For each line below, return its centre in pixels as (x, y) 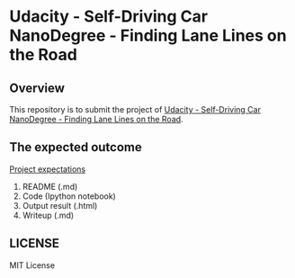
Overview (37, 88)
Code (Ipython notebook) (69, 196)
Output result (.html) (60, 205)
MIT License (32, 265)
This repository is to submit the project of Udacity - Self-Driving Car (135, 109)
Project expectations (48, 169)
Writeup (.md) (48, 215)
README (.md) (50, 186)
